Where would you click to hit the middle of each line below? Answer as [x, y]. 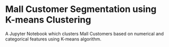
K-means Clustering [48, 20]
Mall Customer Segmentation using [81, 9]
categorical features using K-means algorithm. [53, 39]
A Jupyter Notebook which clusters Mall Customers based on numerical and [84, 33]
